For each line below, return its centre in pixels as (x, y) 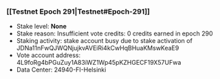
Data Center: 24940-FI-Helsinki (61, 70)
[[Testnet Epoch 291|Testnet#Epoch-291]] (78, 12)
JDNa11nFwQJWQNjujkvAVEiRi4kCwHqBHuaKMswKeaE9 (98, 48)
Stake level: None (41, 27)
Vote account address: (48, 55)
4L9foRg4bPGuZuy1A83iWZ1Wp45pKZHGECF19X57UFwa (99, 63)
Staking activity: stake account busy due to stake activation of (104, 41)
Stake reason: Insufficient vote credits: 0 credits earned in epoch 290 (115, 33)
